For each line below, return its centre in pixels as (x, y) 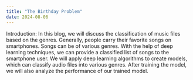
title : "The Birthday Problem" (44, 11)
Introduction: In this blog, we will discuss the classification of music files (93, 33)
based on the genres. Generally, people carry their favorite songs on (89, 40)
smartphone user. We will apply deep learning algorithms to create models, (97, 58)
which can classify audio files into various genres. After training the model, (96, 64)
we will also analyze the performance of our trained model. (77, 71)
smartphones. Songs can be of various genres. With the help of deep (89, 46)
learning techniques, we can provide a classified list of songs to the (88, 52)
